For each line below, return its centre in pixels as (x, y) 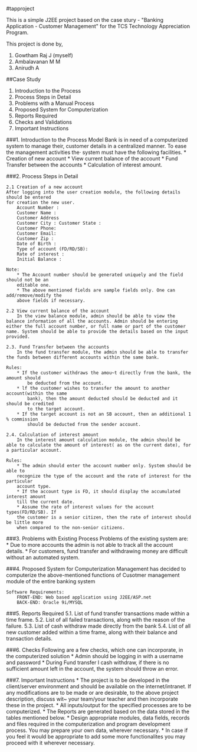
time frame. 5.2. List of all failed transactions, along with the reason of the (96, 620)
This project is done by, (35, 44)
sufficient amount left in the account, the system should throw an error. (92, 669)
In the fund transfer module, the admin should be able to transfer (103, 352)
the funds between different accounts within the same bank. (83, 357)
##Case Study (24, 79)
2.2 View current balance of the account (58, 311)
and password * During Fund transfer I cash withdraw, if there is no (88, 662)
